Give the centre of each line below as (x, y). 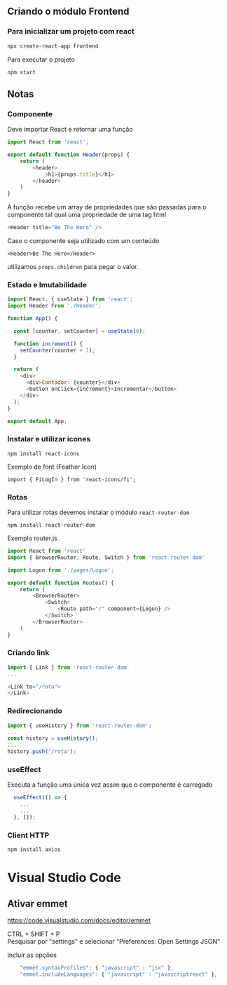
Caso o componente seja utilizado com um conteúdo (83, 241)
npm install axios (34, 850)
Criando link (28, 653)
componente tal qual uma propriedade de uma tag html (87, 215)
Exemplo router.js (32, 538)
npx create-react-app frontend (53, 46)
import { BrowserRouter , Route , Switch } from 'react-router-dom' (106, 557)
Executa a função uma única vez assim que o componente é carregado (110, 785)
